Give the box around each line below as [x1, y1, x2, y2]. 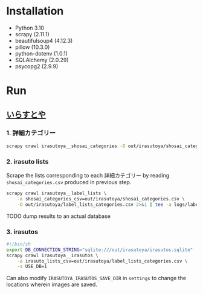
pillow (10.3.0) [14, 43, 50, 51]
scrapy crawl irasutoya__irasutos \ [6, 252, 98, 258]
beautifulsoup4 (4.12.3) [14, 37, 73, 44]
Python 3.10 [14, 24, 44, 31]
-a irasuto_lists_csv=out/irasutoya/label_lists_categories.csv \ [17, 258, 188, 264]
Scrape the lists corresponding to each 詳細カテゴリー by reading [6, 171, 170, 179]
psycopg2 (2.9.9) [14, 62, 59, 70]
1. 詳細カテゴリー [6, 129, 56, 137]
